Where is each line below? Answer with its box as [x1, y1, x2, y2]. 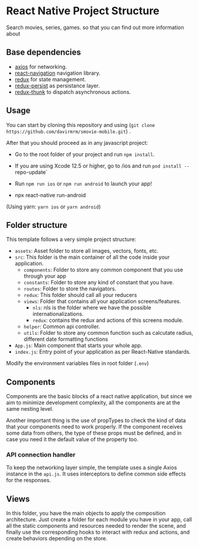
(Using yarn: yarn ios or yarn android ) [6, 203, 101, 210]
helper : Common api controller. [23, 323, 100, 330]
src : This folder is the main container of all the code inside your [14, 254, 170, 261]
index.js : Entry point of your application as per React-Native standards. [14, 349, 191, 356]
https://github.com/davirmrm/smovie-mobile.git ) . [6, 128, 131, 135]
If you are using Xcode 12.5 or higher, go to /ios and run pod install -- [14, 162, 190, 169]
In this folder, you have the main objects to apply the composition [6, 509, 166, 517]
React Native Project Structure [6, 4, 160, 18]
